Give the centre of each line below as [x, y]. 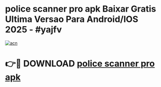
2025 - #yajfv [34, 30]
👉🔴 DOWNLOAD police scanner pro [80, 64]
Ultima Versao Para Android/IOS [72, 19]
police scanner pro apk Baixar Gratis [80, 9]
